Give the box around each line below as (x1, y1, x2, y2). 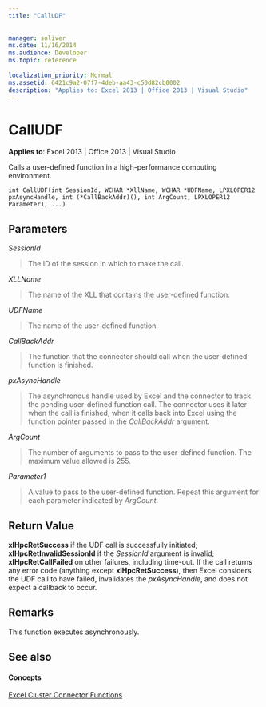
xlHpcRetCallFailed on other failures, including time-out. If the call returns (8, 557, 253, 566)
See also (8, 650, 52, 664)
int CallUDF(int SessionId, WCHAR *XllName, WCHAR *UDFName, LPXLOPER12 (8, 186, 256, 194)
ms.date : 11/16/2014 (8, 42, 77, 50)
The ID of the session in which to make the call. (27, 259, 184, 269)
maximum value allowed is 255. (27, 457, 132, 466)
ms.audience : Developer (8, 49, 88, 57)
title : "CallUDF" (8, 11, 66, 20)
